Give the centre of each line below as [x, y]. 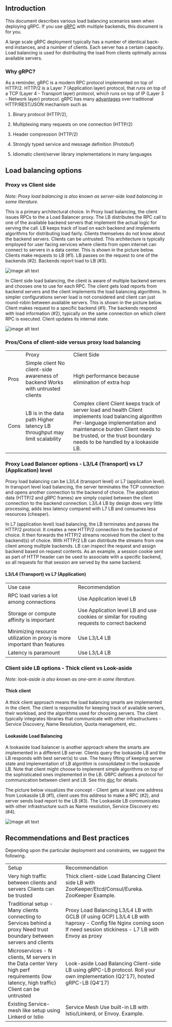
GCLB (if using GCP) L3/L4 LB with [107, 917]
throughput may [45, 433]
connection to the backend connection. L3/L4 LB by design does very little [84, 503]
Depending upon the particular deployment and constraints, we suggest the [85, 850]
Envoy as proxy [84, 936]
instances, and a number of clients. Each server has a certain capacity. [89, 47]
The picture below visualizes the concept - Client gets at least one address [84, 790]
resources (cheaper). [28, 514]
